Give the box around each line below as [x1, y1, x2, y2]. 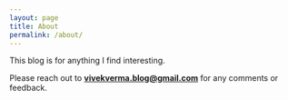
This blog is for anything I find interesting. [9, 55, 165, 66]
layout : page [9, 13, 59, 23]
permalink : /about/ [9, 30, 84, 39]
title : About [9, 22, 59, 31]
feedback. [9, 83, 47, 94]
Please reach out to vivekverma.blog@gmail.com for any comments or [9, 73, 279, 84]
